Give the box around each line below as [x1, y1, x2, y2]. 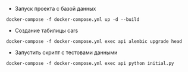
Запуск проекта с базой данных [14, 5, 96, 12]
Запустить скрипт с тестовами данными [14, 49, 118, 56]
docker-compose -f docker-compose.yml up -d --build [6, 17, 140, 23]
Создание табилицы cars [14, 27, 79, 34]
